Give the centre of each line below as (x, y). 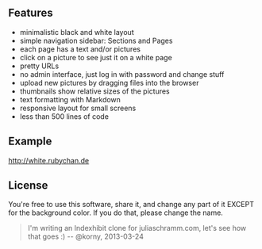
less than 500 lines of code (64, 116)
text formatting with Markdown (70, 99)
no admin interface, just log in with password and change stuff (122, 74)
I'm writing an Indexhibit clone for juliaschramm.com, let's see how (137, 228)
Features (31, 13)
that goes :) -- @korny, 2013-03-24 (86, 236)
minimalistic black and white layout (77, 32)
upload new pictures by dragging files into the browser (109, 82)
